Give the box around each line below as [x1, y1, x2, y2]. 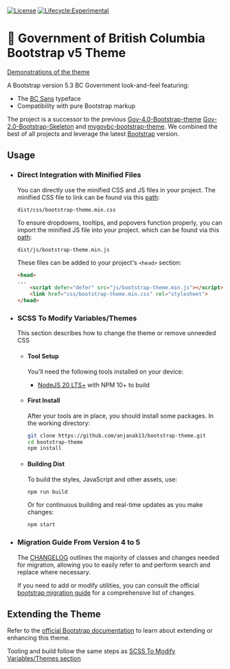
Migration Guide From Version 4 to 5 [16, 538, 141, 547]
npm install [27, 445, 62, 452]
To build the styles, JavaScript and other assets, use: [27, 475, 177, 484]
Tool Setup [27, 352, 60, 360]
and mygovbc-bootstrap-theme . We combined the [75, 122, 218, 131]
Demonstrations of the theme [7, 67, 91, 76]
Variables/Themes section [7, 655, 81, 663]
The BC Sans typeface [16, 94, 81, 102]
